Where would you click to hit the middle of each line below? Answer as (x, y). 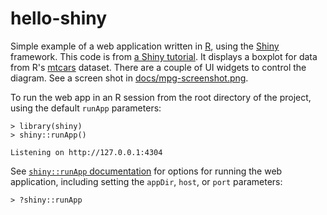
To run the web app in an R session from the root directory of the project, (161, 97)
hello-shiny (59, 18)
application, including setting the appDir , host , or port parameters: (146, 181)
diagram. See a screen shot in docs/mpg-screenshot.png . (129, 78)
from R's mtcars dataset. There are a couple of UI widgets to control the (158, 67)
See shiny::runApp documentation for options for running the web (146, 171)
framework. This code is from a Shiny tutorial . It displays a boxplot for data (164, 56)
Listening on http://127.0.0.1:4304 (86, 152)
